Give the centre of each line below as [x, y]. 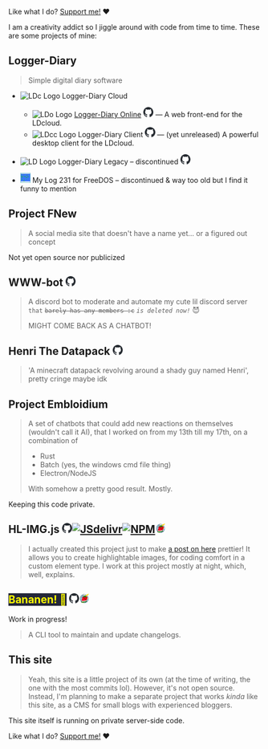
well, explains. [51, 574]
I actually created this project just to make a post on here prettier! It [139, 548]
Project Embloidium [58, 404]
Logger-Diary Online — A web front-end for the [158, 114]
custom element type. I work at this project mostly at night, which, [137, 566]
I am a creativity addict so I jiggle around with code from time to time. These [134, 27]
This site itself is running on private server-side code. [96, 720]
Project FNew [43, 214]
